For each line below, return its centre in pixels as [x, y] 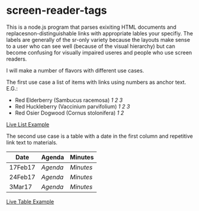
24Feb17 [22, 177]
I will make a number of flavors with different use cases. [75, 70]
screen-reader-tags [57, 10]
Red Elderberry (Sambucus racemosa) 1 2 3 [69, 100]
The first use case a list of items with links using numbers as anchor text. [96, 82]
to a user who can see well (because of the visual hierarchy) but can [91, 46]
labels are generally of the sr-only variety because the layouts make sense [98, 40]
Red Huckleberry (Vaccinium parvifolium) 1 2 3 [72, 106]
